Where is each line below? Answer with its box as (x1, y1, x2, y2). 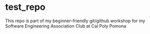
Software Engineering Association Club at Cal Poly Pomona (5, 23, 127, 29)
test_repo (5, 1, 46, 13)
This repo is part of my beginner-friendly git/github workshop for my (5, 18, 146, 24)
